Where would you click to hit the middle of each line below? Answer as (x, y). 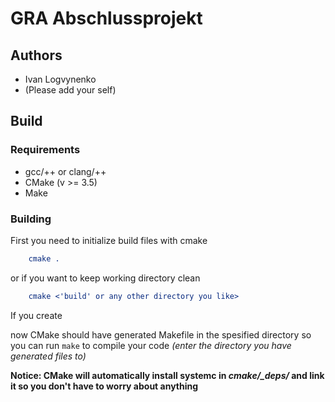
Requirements (45, 150)
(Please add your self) (70, 90)
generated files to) (48, 356)
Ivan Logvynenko (60, 79)
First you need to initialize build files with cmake (109, 240)
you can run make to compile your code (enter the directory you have (151, 345)
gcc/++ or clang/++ (65, 171)
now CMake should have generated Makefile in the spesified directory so (161, 334)
